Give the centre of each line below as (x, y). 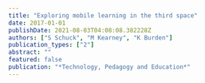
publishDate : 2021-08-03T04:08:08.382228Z (80, 30)
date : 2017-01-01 (37, 23)
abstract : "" (30, 52)
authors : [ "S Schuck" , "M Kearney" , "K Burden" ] (91, 38)
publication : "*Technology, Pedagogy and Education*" (100, 67)
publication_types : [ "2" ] (51, 45)
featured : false (35, 60)
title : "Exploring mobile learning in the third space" (103, 15)
